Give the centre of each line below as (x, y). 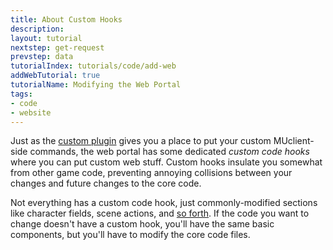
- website (31, 112)
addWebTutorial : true (55, 76)
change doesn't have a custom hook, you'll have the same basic (142, 224)
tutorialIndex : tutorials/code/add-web (93, 66)
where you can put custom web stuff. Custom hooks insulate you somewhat (166, 162)
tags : (21, 94)
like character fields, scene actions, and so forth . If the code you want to (160, 213)
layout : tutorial (46, 38)
